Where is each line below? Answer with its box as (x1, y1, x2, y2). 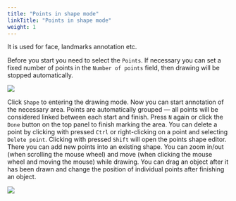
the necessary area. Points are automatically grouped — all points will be (7, 105, 218, 114)
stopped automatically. (7, 71, 74, 79)
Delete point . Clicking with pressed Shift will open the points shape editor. (7, 135, 227, 144)
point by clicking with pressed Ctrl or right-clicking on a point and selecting (7, 128, 228, 136)
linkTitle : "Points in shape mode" (7, 17, 112, 24)
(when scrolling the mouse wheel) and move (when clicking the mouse (7, 150, 213, 159)
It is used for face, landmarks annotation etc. (7, 43, 137, 51)
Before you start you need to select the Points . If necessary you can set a (7, 56, 222, 65)
